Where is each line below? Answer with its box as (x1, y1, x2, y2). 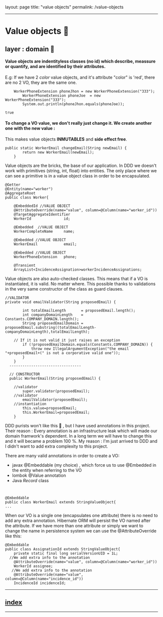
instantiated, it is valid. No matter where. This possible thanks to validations (5, 281, 156, 287)
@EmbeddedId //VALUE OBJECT (14, 203, 70, 208)
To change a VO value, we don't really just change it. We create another (5, 120, 152, 126)
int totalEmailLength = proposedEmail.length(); (22, 308, 136, 313)
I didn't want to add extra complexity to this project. (5, 443, 108, 449)
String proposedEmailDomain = (22, 321, 83, 325)
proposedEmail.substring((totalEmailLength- (5, 325, 97, 330)
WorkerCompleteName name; (14, 229, 75, 234)
